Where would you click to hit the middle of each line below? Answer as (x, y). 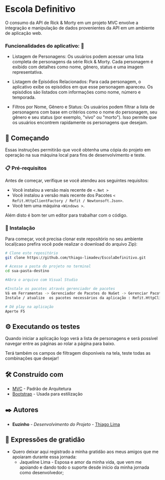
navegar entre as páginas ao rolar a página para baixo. (60, 344)
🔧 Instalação (20, 228)
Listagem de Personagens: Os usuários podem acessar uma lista (78, 56)
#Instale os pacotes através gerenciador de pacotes (60, 289)
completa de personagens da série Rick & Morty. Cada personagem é (82, 62)
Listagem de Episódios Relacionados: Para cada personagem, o (77, 82)
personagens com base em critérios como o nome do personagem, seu (84, 112)
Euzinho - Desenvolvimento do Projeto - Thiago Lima (66, 424)
